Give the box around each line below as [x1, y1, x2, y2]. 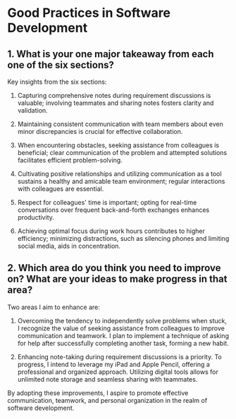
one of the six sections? [7, 58, 115, 71]
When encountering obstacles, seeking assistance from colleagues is [17, 141, 220, 149]
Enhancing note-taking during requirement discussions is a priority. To [17, 352, 222, 361]
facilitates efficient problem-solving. [17, 156, 123, 164]
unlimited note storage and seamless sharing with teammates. [17, 375, 198, 383]
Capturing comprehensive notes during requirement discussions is [17, 92, 211, 99]
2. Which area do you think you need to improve [7, 262, 221, 274]
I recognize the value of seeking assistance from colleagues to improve [17, 324, 225, 332]
